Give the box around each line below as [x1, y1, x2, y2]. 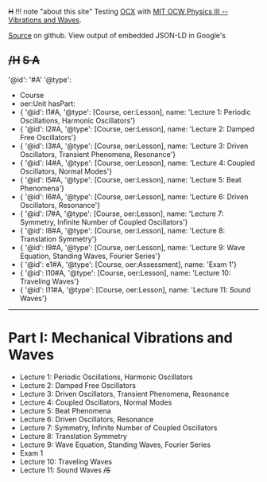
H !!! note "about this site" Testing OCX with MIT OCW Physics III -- [8, 7, 229, 16]
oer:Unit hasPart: [19, 99, 75, 108]
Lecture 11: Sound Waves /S [19, 465, 111, 475]
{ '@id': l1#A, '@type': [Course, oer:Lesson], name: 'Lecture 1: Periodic [19, 107, 252, 116]
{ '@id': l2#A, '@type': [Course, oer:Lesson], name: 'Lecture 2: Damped [19, 123, 255, 134]
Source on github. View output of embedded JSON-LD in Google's [8, 31, 226, 40]
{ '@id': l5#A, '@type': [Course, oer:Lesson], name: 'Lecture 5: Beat [19, 174, 242, 184]
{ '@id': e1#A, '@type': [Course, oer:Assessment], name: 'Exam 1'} [19, 259, 237, 269]
